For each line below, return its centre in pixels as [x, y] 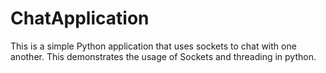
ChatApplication [80, 18]
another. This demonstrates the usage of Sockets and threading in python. [163, 56]
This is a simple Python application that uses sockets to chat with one [153, 46]
